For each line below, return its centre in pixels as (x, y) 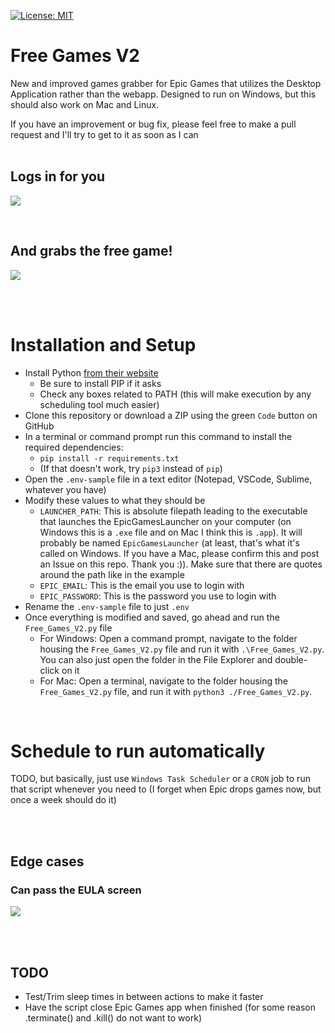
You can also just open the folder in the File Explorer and (156, 659)
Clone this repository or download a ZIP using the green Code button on (171, 415)
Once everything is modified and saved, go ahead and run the (152, 617)
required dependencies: (74, 447)
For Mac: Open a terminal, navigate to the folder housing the (164, 681)
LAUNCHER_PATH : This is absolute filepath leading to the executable (173, 511)
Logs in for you (58, 176)
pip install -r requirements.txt (109, 458)
